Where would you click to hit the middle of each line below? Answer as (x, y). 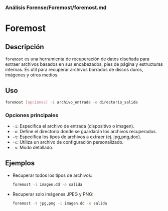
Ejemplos (20, 163)
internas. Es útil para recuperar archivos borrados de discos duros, (74, 69)
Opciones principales (32, 115)
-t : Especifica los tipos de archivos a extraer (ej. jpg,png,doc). (77, 137)
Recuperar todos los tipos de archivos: (52, 175)
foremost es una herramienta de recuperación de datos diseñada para (77, 59)
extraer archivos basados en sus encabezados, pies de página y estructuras (84, 64)
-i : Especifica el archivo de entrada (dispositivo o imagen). (73, 126)
